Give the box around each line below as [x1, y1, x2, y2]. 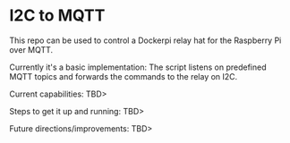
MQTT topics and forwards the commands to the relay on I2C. [9, 71, 238, 81]
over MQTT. [9, 44, 54, 55]
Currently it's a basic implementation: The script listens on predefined [9, 62, 267, 72]
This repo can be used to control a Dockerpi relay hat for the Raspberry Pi [9, 35, 282, 46]
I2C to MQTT [9, 5, 106, 26]
